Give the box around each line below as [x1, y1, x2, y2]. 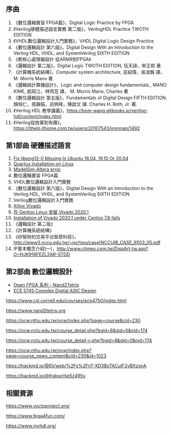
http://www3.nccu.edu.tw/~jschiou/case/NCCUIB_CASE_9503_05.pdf [13, 239, 161, 246]
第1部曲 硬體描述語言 [6, 141, 71, 150]
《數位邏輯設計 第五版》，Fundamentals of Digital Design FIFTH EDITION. [13, 95, 167, 101]
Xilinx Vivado [13, 202, 42, 209]
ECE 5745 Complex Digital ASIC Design [13, 288, 97, 294]
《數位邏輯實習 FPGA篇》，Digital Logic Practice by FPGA [13, 20, 134, 26]
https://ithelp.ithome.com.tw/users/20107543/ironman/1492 [13, 125, 140, 131]
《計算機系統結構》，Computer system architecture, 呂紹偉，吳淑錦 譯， [13, 69, 165, 75]
